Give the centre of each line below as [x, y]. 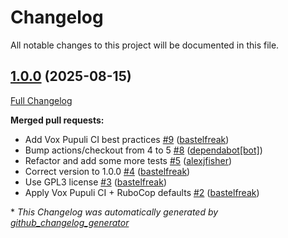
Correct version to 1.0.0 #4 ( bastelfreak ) [107, 171]
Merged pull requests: [57, 120]
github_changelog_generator [70, 222]
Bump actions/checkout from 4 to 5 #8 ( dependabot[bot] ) [143, 150]
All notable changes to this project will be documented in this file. [145, 45]
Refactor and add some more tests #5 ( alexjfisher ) [128, 160]
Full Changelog [41, 100]
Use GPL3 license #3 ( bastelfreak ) [95, 182]
